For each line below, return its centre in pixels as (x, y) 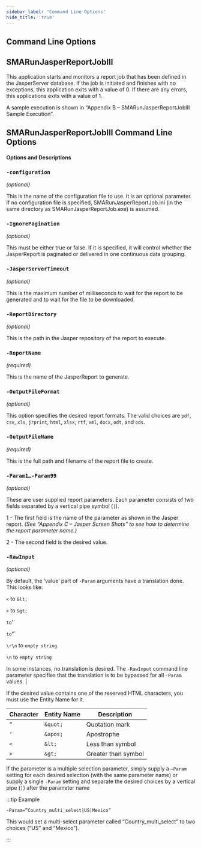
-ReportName (24, 353)
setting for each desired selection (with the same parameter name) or (92, 775)
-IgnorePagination (33, 224)
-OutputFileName (30, 437)
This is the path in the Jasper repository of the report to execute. (86, 338)
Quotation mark (108, 725)
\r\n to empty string (32, 645)
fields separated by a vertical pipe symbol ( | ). (63, 506)
